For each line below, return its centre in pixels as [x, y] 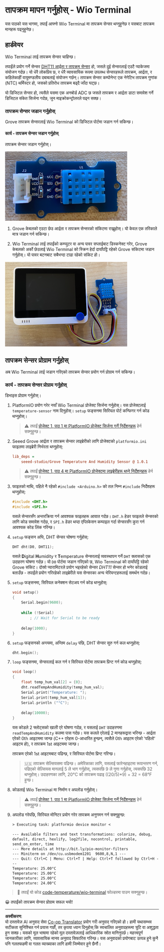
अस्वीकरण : [14, 916]
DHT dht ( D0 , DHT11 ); [33, 547]
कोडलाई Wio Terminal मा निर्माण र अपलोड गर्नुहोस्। [55, 790]
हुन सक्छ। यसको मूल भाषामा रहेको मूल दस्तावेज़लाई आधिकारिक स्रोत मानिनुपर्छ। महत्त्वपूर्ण [74, 933]
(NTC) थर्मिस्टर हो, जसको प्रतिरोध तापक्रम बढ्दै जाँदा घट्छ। [52, 83]
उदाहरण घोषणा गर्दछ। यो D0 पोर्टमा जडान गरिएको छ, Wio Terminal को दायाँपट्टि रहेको [80, 561]
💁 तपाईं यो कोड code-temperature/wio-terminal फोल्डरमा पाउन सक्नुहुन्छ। [82, 892]
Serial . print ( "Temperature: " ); [54, 692]
